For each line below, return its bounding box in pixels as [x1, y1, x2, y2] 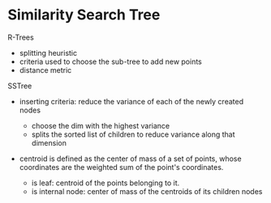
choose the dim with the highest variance [31, 121, 170, 130]
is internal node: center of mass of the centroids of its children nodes [31, 186, 263, 196]
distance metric [19, 65, 72, 74]
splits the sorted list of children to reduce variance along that [31, 129, 236, 139]
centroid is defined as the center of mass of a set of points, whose [19, 154, 242, 163]
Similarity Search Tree [7, 6, 161, 24]
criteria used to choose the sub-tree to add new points [19, 57, 202, 66]
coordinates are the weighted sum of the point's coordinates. [19, 162, 224, 171]
